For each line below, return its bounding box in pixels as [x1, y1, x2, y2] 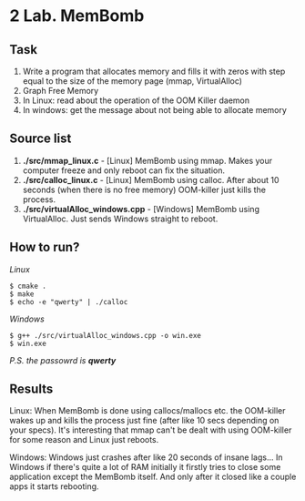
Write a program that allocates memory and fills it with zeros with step [22, 66, 286, 77]
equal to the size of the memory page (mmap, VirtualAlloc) [22, 76, 243, 87]
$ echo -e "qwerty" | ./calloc [9, 297, 128, 306]
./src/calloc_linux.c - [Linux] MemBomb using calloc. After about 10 [22, 174, 280, 185]
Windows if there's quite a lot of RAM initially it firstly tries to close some [9, 462, 281, 473]
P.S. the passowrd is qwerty [9, 354, 117, 365]
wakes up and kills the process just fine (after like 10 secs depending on [9, 415, 280, 426]
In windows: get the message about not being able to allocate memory [22, 105, 287, 115]
